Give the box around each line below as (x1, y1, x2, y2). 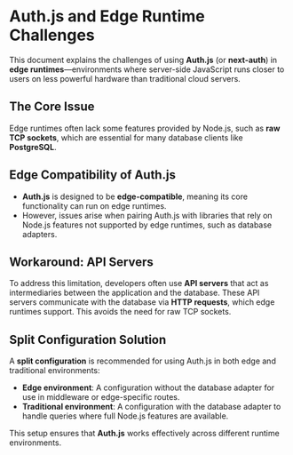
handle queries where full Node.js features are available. (21, 411, 229, 421)
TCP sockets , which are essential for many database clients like (9, 132, 243, 143)
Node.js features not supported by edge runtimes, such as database (21, 220, 273, 230)
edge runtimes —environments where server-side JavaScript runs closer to (9, 64, 285, 75)
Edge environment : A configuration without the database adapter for (21, 382, 275, 393)
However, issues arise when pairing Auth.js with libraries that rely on (21, 210, 273, 220)
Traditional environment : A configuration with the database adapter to (21, 402, 281, 412)
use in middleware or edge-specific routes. (21, 392, 180, 403)
